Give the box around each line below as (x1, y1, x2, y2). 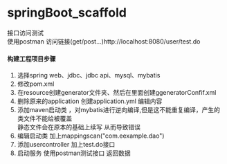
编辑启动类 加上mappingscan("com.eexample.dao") (17, 131, 165, 140)
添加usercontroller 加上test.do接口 (17, 140, 116, 149)
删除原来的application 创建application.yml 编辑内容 (17, 97, 163, 105)
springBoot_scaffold (7, 5, 127, 21)
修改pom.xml (17, 80, 55, 88)
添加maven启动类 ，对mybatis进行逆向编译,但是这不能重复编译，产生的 (17, 106, 220, 114)
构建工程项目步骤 (7, 54, 56, 63)
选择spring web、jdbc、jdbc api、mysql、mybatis (17, 71, 161, 80)
